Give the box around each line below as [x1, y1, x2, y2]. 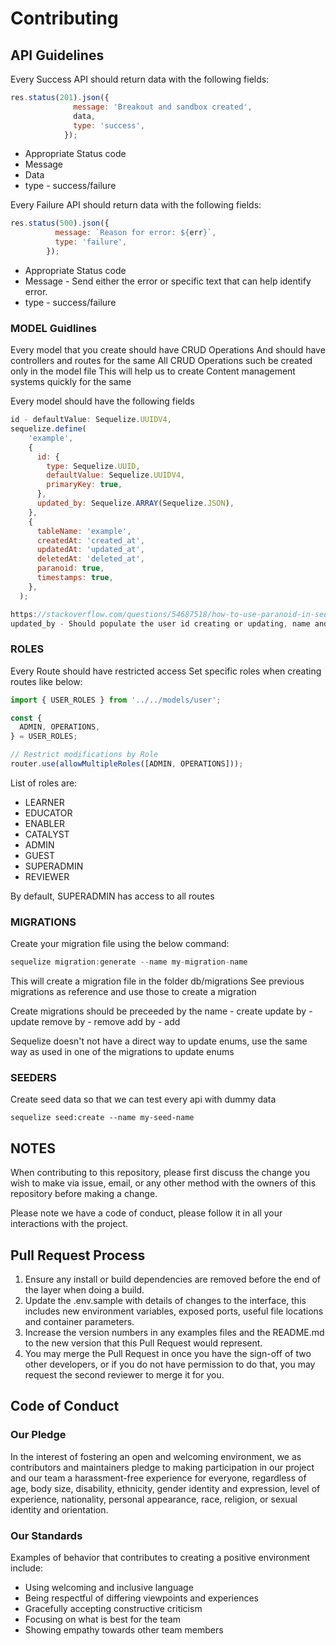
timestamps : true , [36, 573, 114, 583]
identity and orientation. [10, 1503, 109, 1516]
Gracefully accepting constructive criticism [24, 1603, 203, 1615]
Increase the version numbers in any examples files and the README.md [24, 1327, 325, 1339]
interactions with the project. [10, 1218, 129, 1230]
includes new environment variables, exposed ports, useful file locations [24, 1305, 324, 1317]
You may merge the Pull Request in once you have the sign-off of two [24, 1348, 312, 1360]
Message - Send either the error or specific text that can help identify [24, 275, 312, 287]
